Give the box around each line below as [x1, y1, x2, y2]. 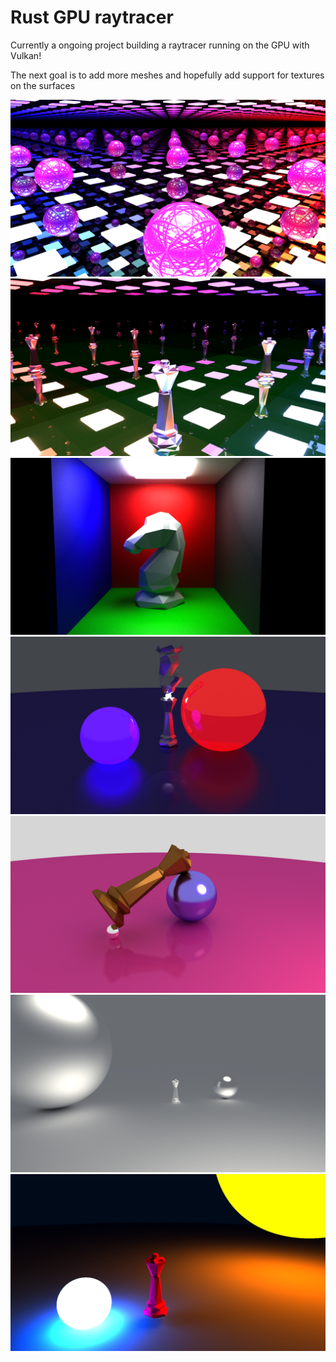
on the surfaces [10, 79, 76, 91]
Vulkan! [10, 49, 42, 61]
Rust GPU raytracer [10, 6, 174, 29]
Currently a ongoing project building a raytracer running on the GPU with [10, 39, 310, 51]
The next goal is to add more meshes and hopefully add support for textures [10, 69, 325, 81]
